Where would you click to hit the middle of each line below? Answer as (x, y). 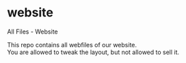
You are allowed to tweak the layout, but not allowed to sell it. (93, 52)
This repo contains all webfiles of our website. (72, 45)
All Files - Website (32, 32)
